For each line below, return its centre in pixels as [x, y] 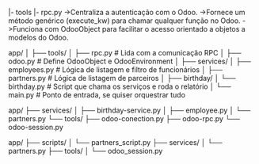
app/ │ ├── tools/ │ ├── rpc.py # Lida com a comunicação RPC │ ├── [125, 53]
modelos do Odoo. [38, 37]
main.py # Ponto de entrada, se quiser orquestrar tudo [97, 95]
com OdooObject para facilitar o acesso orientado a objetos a [145, 29]
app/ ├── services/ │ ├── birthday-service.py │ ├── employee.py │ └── [129, 110]
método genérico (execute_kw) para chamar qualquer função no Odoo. [124, 21]
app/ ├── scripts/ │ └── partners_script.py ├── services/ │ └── [116, 142]
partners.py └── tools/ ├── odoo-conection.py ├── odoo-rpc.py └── [124, 118]
